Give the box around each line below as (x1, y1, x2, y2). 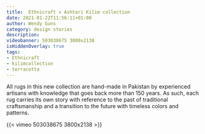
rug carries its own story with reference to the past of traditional (6, 96, 168, 103)
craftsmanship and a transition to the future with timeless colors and (6, 103, 179, 110)
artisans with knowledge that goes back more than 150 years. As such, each (6, 90, 199, 97)
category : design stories (6, 26, 72, 33)
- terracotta (6, 66, 40, 73)
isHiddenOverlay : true (6, 44, 64, 50)
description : (6, 32, 40, 38)
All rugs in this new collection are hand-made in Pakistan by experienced (6, 83, 191, 90)
